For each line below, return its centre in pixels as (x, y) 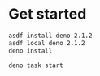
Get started (48, 14)
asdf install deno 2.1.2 (50, 36)
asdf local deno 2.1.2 (47, 43)
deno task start (36, 65)
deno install (30, 51)
